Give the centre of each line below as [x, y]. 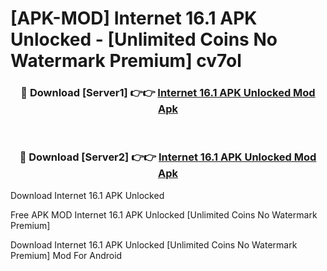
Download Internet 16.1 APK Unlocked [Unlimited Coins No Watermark [154, 244]
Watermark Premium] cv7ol [126, 61]
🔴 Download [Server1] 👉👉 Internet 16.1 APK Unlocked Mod [168, 93]
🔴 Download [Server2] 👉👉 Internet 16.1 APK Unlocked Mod [168, 157]
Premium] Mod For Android [66, 255]
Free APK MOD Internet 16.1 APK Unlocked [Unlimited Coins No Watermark [164, 214]
